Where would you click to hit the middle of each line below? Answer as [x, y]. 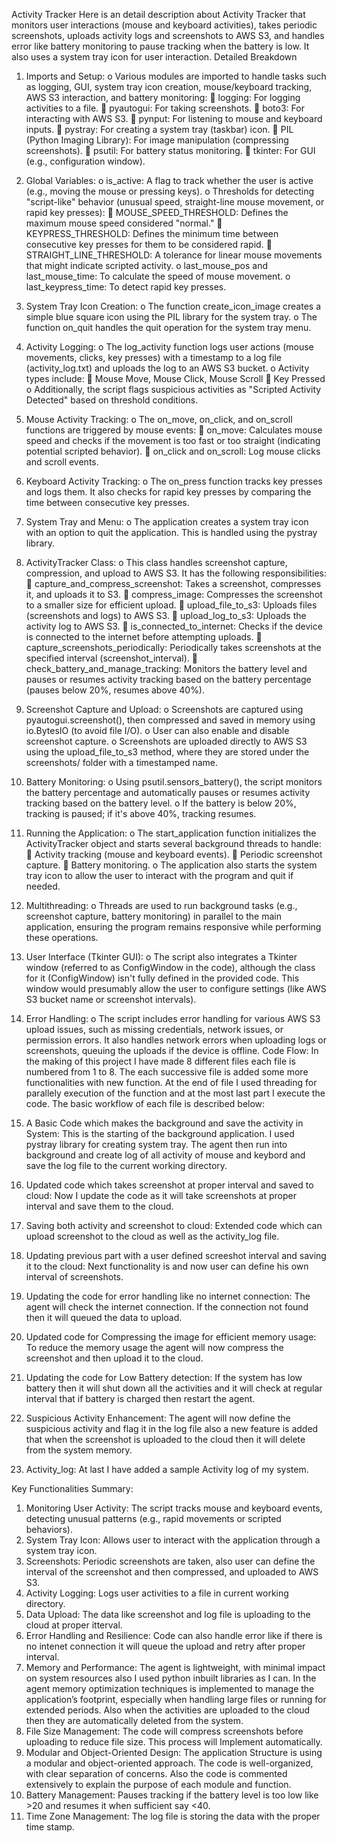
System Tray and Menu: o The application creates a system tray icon [167, 522]
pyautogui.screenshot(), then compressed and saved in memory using [170, 720]
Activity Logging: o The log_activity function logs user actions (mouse [169, 347]
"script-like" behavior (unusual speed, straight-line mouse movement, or [175, 202]
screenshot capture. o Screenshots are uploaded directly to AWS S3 [166, 741]
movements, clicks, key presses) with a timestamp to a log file [153, 357]
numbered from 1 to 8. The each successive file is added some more [167, 1072]
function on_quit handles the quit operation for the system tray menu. [168, 327]
